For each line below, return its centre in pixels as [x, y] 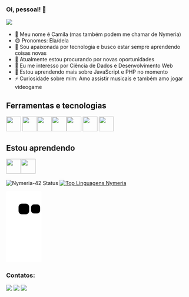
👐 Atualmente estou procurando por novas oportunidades [84, 60]
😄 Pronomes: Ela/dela [42, 41]
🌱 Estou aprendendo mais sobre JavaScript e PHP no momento [91, 72]
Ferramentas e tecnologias [57, 105]
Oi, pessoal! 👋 [26, 9]
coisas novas [31, 53]
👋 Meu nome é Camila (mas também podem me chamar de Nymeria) [98, 34]
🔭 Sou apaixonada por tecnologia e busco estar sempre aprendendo [97, 47]
